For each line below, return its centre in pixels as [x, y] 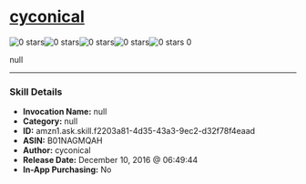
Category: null [50, 121]
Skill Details [36, 91]
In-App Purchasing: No [67, 169]
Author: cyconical [56, 150]
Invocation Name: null [65, 112]
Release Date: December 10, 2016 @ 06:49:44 [110, 160]
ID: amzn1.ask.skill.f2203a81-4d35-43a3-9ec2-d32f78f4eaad [139, 131]
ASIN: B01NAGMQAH [62, 141]
